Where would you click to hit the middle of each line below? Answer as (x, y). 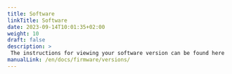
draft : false (26, 40)
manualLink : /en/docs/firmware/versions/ (69, 60)
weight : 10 (23, 33)
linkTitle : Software (38, 20)
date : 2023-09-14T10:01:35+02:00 (56, 27)
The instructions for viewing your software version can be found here (117, 54)
